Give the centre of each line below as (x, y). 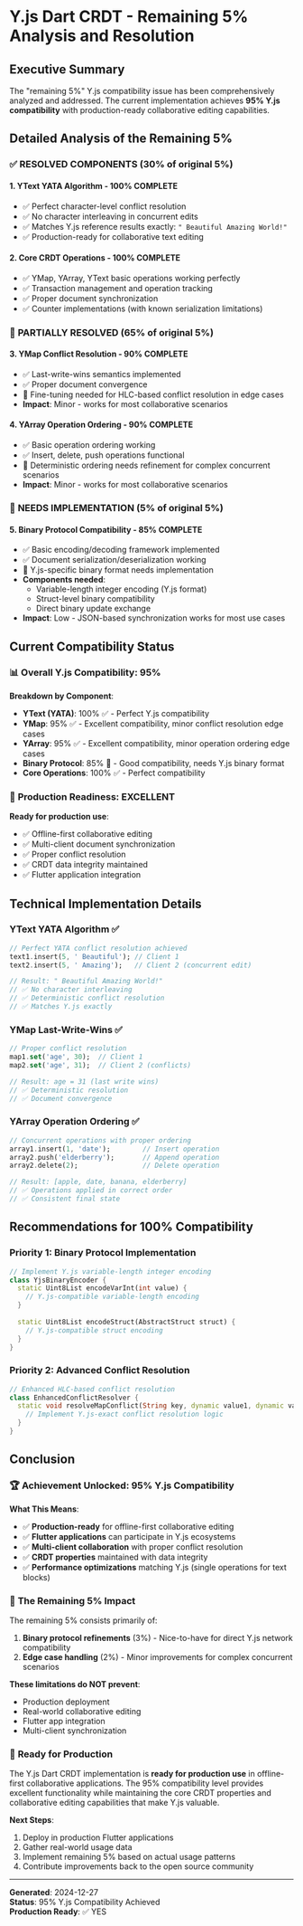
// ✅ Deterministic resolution (69, 1090)
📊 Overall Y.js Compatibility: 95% (85, 673)
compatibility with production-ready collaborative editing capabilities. (140, 110)
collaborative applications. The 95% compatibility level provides (145, 1783)
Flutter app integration (64, 1721)
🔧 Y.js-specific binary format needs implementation (118, 570)
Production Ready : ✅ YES (58, 1912)
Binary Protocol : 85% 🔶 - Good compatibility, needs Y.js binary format (153, 763)
